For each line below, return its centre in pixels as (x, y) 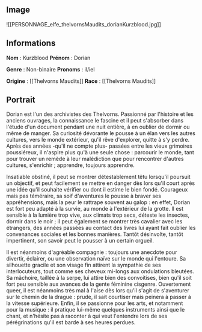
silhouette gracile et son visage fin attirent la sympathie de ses (84, 265)
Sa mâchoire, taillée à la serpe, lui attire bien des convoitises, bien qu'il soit (99, 278)
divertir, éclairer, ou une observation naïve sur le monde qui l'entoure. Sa (96, 259)
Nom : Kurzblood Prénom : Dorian (48, 58)
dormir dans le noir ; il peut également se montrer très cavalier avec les (94, 222)
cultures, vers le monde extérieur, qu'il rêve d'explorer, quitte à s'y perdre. (98, 140)
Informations (31, 44)
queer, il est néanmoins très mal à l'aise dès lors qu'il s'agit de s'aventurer (98, 291)
